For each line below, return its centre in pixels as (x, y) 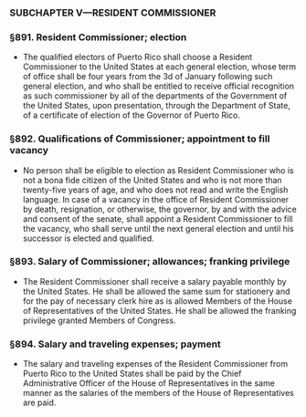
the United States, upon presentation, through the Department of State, (156, 106)
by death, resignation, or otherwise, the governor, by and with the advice (159, 209)
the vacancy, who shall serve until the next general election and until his (158, 228)
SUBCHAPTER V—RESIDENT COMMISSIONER (113, 13)
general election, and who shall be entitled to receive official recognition (158, 86)
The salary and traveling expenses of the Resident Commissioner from (155, 364)
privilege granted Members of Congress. (99, 320)
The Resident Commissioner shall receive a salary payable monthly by (154, 281)
